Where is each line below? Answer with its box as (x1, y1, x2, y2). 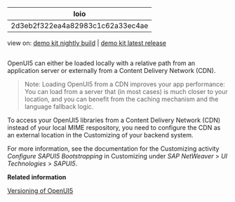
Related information (7, 173, 67, 182)
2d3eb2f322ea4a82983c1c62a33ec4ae (11, 21, 149, 30)
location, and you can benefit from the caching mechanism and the (24, 95, 219, 104)
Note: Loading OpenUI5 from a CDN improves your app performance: (24, 80, 226, 88)
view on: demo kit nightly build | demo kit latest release (7, 39, 167, 47)
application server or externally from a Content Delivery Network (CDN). (7, 67, 216, 75)
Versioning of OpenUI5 (7, 187, 74, 195)
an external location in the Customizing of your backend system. (7, 131, 194, 140)
